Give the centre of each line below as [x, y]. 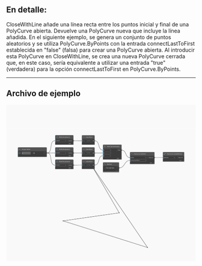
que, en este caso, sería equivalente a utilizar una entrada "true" [86, 62]
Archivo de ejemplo [44, 93]
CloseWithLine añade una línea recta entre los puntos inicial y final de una [98, 24]
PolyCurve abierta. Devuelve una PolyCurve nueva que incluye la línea [93, 31]
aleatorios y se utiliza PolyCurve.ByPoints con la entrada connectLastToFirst [101, 43]
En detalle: [26, 10]
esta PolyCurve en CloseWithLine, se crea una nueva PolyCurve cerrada [96, 56]
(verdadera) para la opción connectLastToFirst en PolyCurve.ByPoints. [93, 69]
